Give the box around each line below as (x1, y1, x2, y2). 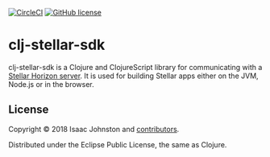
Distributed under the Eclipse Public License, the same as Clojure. (8, 139, 227, 149)
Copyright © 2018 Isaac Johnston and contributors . (8, 124, 180, 134)
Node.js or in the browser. (8, 79, 94, 89)
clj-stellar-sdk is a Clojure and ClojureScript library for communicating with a (8, 62, 263, 72)
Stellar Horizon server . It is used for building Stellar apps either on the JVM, (8, 71, 260, 81)
